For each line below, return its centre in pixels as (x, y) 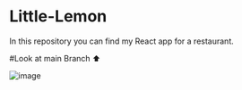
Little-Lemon (58, 16)
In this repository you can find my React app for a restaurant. (122, 41)
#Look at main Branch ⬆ (55, 58)
